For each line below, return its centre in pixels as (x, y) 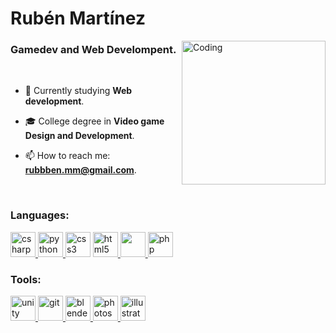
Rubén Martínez (78, 18)
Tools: (26, 279)
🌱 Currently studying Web (78, 91)
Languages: (40, 215)
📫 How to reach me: (67, 156)
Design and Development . (79, 136)
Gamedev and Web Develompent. (93, 50)
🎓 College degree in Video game (94, 121)
